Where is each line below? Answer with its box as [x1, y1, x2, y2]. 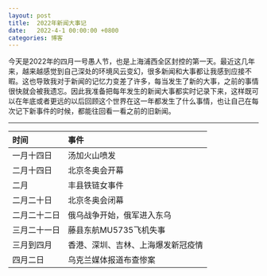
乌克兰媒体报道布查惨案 [68, 255, 157, 266]
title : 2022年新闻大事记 [8, 19, 87, 27]
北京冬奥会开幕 [68, 165, 125, 176]
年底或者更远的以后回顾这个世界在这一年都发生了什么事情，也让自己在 [21, 96, 252, 106]
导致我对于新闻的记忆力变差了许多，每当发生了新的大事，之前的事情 [35, 76, 259, 86]
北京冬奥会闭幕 [68, 195, 125, 206]
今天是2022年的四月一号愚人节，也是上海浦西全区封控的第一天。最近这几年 [8, 56, 256, 66]
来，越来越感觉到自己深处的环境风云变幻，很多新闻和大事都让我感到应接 [8, 67, 245, 76]
